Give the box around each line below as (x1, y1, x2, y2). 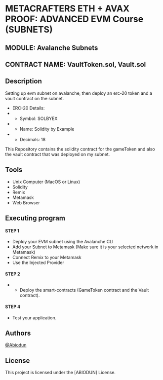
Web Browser (12, 199, 41, 205)
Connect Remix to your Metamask (12, 255, 81, 261)
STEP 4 (5, 304, 21, 309)
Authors (5, 329, 31, 337)
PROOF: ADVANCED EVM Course (5, 13, 144, 25)
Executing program (5, 214, 66, 222)
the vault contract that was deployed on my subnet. (5, 151, 110, 157)
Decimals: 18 (19, 136, 46, 142)
